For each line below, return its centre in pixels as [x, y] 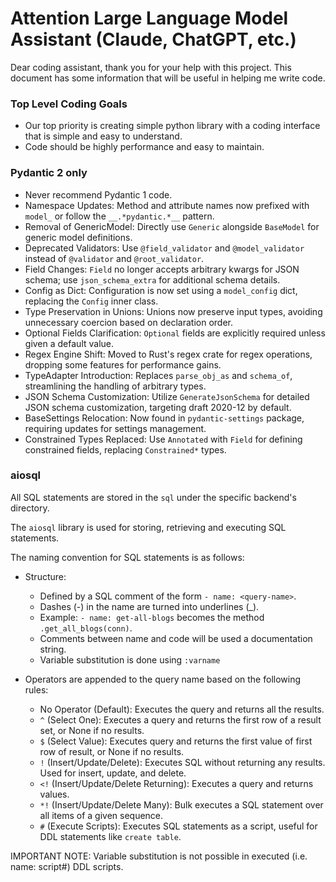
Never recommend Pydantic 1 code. [98, 194]
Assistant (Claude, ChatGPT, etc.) [153, 39]
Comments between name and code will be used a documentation [176, 638]
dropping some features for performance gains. [123, 364]
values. [54, 794]
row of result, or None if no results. [112, 751]
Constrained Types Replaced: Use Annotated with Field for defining [163, 439]
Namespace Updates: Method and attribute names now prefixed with [167, 205]
